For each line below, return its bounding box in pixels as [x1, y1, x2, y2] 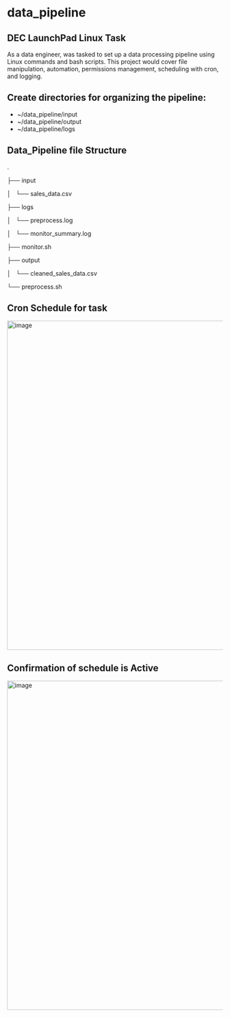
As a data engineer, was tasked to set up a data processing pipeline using [7, 50, 215, 58]
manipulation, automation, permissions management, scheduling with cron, [7, 65, 219, 73]
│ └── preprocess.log [7, 216, 73, 224]
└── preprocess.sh [7, 283, 63, 291]
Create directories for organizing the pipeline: [7, 92, 207, 104]
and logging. [7, 72, 42, 80]
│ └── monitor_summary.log [7, 229, 92, 237]
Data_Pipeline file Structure [7, 145, 127, 156]
